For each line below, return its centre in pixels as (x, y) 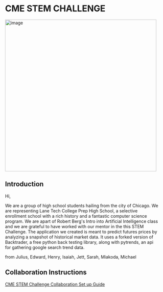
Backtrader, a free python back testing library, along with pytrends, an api (79, 242)
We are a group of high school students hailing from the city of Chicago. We (82, 205)
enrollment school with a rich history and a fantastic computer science (76, 216)
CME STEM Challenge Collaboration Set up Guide (55, 284)
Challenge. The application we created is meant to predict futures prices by (81, 232)
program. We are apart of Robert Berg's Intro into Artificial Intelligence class (81, 221)
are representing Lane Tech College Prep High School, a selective (71, 211)
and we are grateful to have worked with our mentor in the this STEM (75, 226)
